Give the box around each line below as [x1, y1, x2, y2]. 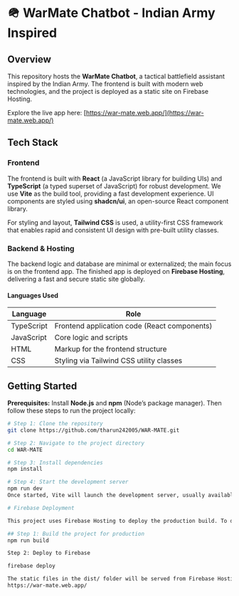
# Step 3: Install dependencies [7, 459, 103, 466]
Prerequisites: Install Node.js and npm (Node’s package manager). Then [7, 399, 222, 407]
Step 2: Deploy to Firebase [7, 550, 91, 557]
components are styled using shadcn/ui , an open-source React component [7, 196, 229, 206]
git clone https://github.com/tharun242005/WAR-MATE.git [7, 427, 180, 434]
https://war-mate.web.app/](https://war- [85, 109, 204, 117]
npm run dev [7, 485, 43, 492]
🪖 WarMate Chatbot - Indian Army [7, 5, 216, 21]
